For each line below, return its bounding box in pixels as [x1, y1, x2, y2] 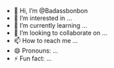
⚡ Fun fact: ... [13, 54, 52, 62]
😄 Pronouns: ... [13, 46, 59, 55]
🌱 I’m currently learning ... [13, 22, 88, 29]
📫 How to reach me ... [13, 37, 78, 44]
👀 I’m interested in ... [13, 14, 73, 22]
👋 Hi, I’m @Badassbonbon [13, 7, 88, 15]
